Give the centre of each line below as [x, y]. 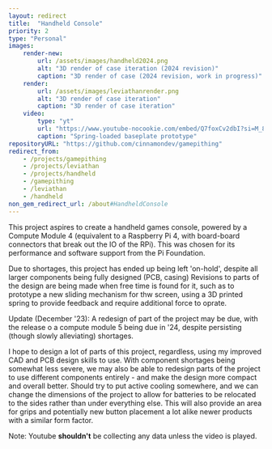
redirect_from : [34, 151]
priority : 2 [28, 31]
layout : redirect [38, 16]
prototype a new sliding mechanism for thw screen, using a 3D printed [126, 294]
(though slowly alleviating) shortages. [71, 336]
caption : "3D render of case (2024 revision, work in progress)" [150, 76]
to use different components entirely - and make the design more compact [133, 377]
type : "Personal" [38, 38]
